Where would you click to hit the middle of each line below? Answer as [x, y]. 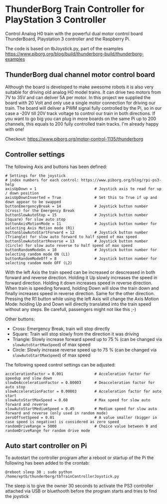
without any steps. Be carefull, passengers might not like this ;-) [71, 309]
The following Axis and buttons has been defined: [56, 167]
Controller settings [35, 155]
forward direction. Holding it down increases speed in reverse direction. [79, 283]
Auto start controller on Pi [46, 445]
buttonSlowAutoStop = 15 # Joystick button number [77, 215]
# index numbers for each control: [42, 180]
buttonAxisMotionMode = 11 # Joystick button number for [81, 224]
